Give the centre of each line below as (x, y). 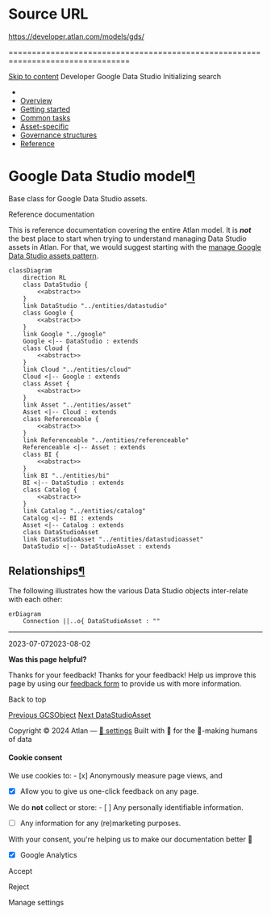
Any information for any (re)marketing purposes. (100, 823)
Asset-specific (44, 126)
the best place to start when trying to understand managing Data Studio (128, 238)
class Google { (48, 313)
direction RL (45, 277)
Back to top (27, 699)
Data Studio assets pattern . (54, 255)
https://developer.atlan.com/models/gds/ (77, 36)
